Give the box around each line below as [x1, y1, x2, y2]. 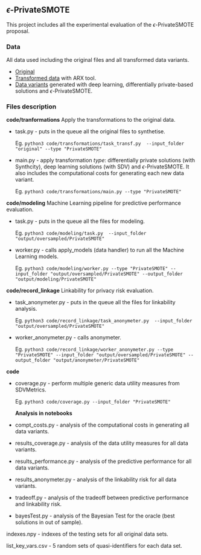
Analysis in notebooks [14, 410, 72, 417]
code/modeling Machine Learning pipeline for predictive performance [6, 199, 181, 207]
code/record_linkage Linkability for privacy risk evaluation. [6, 287, 154, 294]
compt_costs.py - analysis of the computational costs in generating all [14, 421, 190, 429]
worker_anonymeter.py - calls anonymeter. [14, 334, 122, 341]
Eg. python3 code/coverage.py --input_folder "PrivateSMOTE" [14, 398, 171, 405]
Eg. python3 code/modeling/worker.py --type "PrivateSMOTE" [14, 265, 168, 272]
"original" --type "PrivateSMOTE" [14, 146, 102, 152]
